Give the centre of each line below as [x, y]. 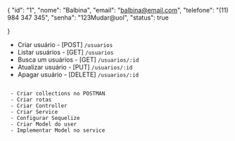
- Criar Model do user [44, 124]
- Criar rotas [31, 100]
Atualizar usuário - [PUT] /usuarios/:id [75, 67]
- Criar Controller [39, 106]
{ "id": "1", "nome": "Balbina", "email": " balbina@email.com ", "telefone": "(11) [118, 10]
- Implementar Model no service [58, 130]
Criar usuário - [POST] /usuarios [65, 45]
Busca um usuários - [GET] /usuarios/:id [78, 60]
